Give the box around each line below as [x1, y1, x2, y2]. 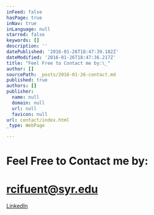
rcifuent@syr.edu [6, 182, 98, 196]
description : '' [6, 43, 48, 49]
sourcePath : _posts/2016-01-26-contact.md [6, 71, 116, 78]
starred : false [6, 32, 45, 38]
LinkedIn [6, 202, 28, 210]
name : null [12, 94, 40, 100]
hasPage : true [6, 15, 43, 21]
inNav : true [6, 20, 37, 26]
